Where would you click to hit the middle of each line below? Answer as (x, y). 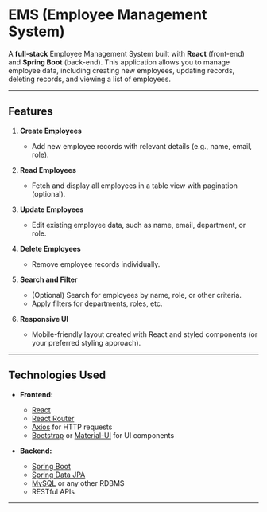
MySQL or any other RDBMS (78, 483)
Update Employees (52, 209)
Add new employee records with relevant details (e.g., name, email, (142, 146)
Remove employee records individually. (96, 264)
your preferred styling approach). (86, 342)
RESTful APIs (53, 491)
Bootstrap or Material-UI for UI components (103, 435)
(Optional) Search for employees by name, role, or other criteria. (137, 295)
